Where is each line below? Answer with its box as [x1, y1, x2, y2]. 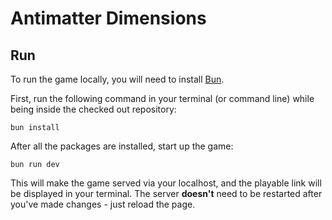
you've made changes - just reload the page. [10, 198, 196, 210]
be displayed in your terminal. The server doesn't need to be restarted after [10, 188, 323, 199]
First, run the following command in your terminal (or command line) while [10, 93, 315, 104]
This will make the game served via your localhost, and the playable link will [10, 177, 322, 189]
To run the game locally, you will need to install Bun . [10, 73, 225, 85]
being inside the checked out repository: [10, 103, 177, 115]
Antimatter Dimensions [10, 7, 207, 30]
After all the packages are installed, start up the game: [10, 140, 234, 152]
